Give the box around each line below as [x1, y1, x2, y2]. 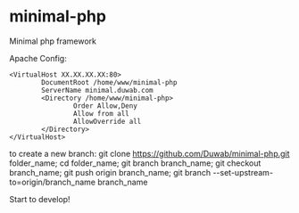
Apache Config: [9, 53, 67, 63]
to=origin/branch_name [9, 176, 96, 187]
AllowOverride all [72, 117, 142, 126]
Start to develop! [9, 193, 71, 204]
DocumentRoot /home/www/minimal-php [41, 78, 178, 86]
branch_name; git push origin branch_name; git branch [9, 167, 212, 177]
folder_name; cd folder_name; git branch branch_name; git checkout [9, 158, 262, 168]
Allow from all [72, 109, 129, 118]
